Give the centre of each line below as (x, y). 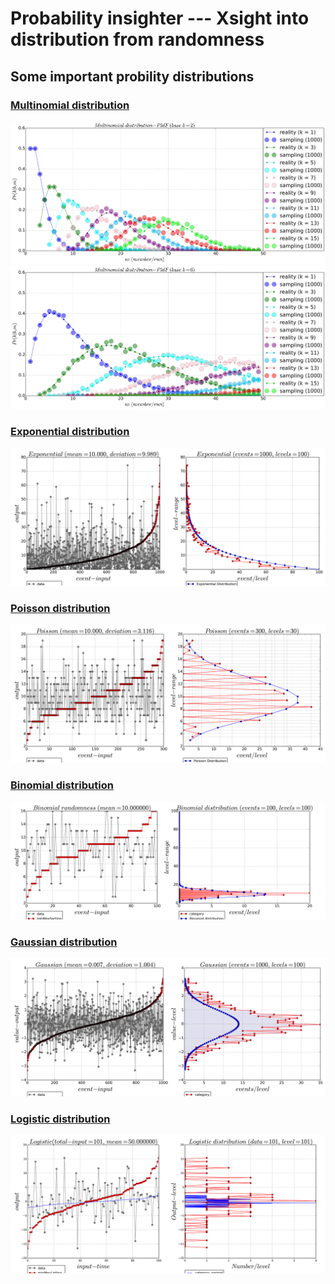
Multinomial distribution (70, 105)
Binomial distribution (62, 785)
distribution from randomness (137, 39)
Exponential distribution (70, 431)
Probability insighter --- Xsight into (160, 18)
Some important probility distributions (132, 76)
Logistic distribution (60, 1119)
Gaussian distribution (64, 942)
